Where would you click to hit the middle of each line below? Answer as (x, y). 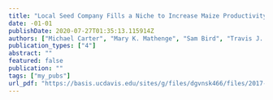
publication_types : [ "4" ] (52, 46)
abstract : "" (30, 53)
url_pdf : (23, 83)
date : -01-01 (30, 23)
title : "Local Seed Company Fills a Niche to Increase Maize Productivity (138, 16)
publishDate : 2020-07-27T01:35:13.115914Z (81, 31)
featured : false (36, 61)
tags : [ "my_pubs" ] (39, 76)
